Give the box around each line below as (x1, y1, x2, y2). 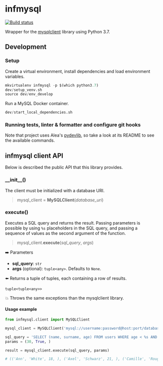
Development (5, 43, 47, 51)
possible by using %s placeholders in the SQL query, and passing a (5, 225, 138, 231)
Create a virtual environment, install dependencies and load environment (5, 68, 150, 74)
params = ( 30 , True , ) (5, 339, 51, 344)
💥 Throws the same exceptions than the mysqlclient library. (5, 295, 124, 301)
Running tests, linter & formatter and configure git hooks (5, 122, 141, 128)
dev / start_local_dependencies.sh (5, 110, 73, 115)
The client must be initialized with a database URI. (5, 187, 105, 193)
